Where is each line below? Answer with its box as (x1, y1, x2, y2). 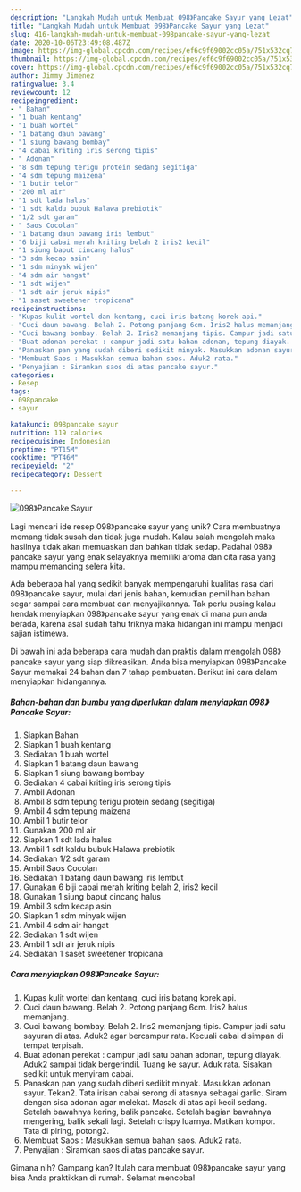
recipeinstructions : (10, 304, 88, 313)
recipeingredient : (10, 96, 79, 106)
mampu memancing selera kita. (10, 561, 126, 571)
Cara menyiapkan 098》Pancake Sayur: (10, 969, 160, 980)
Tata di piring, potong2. (22, 1125, 110, 1136)
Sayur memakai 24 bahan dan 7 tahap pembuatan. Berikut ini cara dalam (10, 666, 278, 677)
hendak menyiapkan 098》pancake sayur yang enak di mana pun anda (10, 608, 268, 619)
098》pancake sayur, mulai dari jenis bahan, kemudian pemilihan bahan (10, 588, 271, 599)
